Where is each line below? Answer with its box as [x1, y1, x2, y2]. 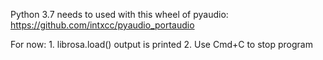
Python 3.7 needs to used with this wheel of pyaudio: [10, 9, 229, 20]
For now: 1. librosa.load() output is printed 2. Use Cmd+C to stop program [10, 39, 313, 50]
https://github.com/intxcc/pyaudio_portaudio [10, 19, 195, 31]
